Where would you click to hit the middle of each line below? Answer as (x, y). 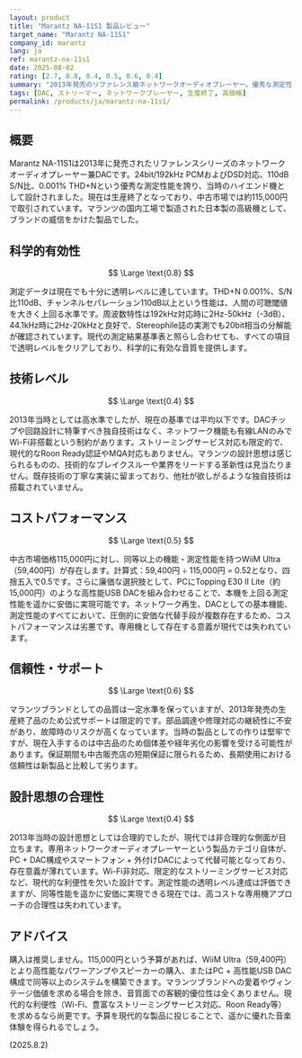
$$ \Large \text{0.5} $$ (151, 540)
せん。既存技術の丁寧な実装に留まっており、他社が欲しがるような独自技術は (151, 475)
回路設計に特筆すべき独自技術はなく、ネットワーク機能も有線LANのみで (159, 430)
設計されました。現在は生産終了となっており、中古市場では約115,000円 (156, 197)
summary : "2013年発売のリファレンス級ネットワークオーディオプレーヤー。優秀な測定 (147, 85)
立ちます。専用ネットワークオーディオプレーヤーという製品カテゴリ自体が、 (151, 849)
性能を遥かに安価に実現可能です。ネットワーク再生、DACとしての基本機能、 (151, 604)
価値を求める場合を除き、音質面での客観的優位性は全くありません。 (159, 993)
